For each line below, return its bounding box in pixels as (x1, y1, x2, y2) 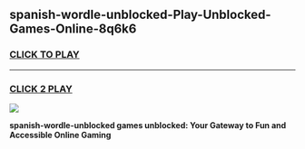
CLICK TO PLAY (9, 49, 80, 61)
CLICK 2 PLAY (9, 82, 73, 95)
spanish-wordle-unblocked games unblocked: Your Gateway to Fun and (9, 119, 287, 130)
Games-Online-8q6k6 (9, 22, 137, 37)
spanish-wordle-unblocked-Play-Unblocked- (9, 7, 271, 23)
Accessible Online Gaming (9, 129, 112, 140)
